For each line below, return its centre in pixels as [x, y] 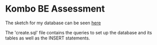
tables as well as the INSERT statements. [48, 38]
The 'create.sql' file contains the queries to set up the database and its [79, 32]
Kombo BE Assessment [55, 9]
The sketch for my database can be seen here [53, 23]
